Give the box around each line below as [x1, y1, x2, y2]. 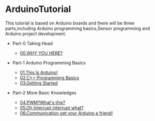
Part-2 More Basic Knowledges [12, 89, 77, 95]
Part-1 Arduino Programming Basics [12, 59, 86, 65]
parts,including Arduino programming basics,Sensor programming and [5, 25, 151, 31]
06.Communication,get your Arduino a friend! [19, 110, 113, 116]
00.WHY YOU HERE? [19, 50, 63, 56]
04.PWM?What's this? [19, 99, 66, 105]
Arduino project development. [5, 30, 66, 36]
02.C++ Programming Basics [19, 74, 80, 80]
